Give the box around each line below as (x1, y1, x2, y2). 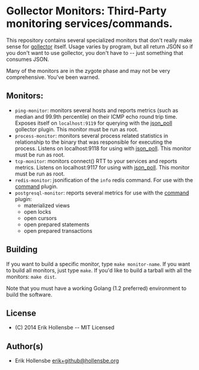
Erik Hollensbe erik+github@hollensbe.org (14, 357, 120, 365)
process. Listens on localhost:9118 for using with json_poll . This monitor (14, 144, 192, 152)
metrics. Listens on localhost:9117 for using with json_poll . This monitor (14, 164, 190, 171)
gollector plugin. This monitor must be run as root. (14, 125, 139, 132)
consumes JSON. (6, 55, 50, 63)
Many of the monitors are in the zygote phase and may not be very (6, 67, 170, 74)
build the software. (6, 291, 53, 298)
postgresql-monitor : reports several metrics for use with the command (14, 189, 189, 196)
